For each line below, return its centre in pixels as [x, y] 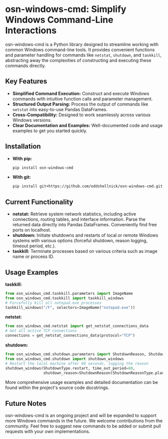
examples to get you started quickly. [50, 131]
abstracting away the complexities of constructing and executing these [78, 60]
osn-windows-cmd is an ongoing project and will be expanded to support [81, 415]
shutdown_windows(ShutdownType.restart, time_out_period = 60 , [70, 368]
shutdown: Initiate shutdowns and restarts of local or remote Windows [85, 235]
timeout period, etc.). [34, 246]
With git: [21, 177]
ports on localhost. [32, 230]
